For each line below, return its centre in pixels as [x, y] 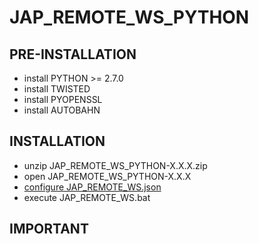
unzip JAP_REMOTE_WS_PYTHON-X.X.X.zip [115, 165]
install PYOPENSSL [63, 99]
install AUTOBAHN [62, 110]
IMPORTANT [49, 229]
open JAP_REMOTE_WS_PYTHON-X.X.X [107, 176]
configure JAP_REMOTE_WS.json [92, 187]
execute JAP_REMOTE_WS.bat [87, 197]
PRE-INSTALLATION [73, 54]
